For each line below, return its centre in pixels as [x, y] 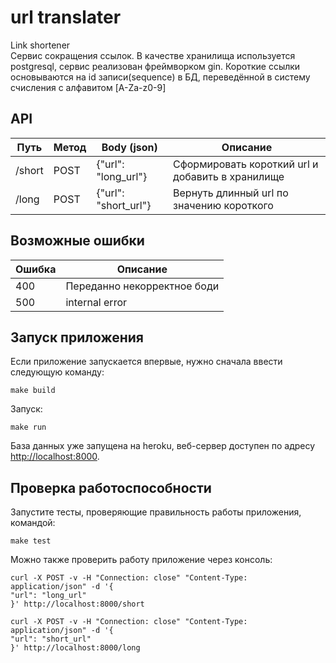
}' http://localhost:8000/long [75, 648]
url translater [66, 17]
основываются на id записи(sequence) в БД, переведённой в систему [160, 77]
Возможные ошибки [77, 241]
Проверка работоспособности [111, 487]
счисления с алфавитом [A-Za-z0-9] [88, 87]
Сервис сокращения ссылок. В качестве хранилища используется [153, 55]
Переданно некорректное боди [142, 286]
